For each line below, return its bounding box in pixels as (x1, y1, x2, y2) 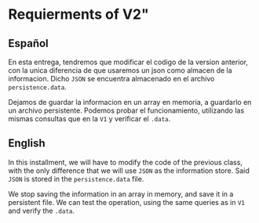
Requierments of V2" (8, 5, 149, 23)
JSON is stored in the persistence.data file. (8, 174, 144, 183)
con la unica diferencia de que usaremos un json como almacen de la (8, 66, 233, 75)
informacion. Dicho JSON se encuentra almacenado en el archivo (8, 74, 215, 83)
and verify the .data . (8, 206, 75, 215)
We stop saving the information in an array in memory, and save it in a (8, 189, 234, 199)
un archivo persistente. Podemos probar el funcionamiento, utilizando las (8, 106, 245, 115)
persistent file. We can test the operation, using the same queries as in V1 (8, 197, 246, 207)
